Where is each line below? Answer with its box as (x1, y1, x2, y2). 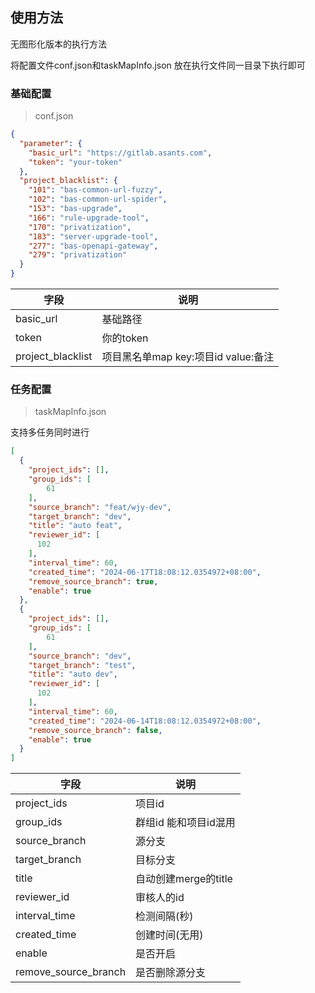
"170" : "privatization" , (28, 222, 132, 232)
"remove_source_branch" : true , (28, 576, 159, 587)
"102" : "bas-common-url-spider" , (28, 194, 168, 205)
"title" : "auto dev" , (28, 669, 118, 680)
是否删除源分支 (135, 966, 207, 980)
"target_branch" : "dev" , (28, 511, 132, 522)
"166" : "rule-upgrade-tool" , (28, 213, 150, 223)
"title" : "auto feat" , (28, 521, 123, 531)
